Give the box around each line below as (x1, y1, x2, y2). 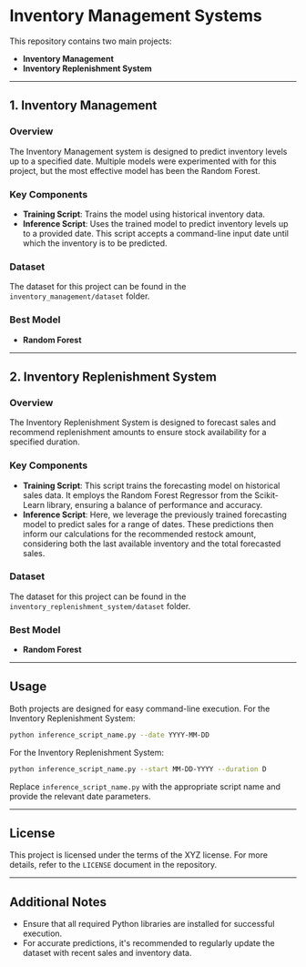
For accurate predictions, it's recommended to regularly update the (22, 938, 275, 949)
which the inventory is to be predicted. (22, 238, 168, 249)
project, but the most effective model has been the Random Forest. (9, 165, 261, 176)
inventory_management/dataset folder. (9, 290, 150, 301)
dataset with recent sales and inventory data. (22, 948, 192, 959)
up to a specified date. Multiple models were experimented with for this (9, 156, 277, 167)
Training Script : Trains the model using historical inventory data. (22, 209, 266, 219)
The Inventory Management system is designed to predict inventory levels (9, 146, 288, 157)
